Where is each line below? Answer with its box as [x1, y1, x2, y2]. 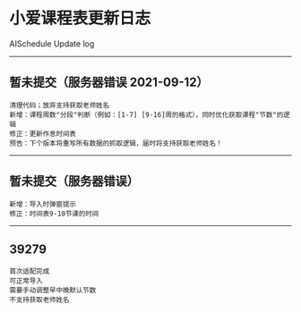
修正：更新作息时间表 [9, 129, 76, 139]
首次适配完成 [9, 267, 50, 276]
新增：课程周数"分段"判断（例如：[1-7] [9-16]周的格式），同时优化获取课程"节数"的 [9, 110, 284, 119]
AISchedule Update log [9, 38, 95, 49]
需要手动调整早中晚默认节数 [9, 286, 97, 295]
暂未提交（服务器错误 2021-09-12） [9, 75, 209, 90]
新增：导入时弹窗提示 [9, 199, 76, 208]
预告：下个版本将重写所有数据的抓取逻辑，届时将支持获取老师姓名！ [9, 139, 223, 148]
